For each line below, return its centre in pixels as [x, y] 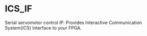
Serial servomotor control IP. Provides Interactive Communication [73, 22]
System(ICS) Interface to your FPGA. [43, 27]
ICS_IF [19, 9]
